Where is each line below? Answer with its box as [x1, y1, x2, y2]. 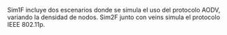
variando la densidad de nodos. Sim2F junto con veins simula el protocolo [7, 13, 221, 21]
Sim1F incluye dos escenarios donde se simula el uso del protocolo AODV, [7, 6, 221, 14]
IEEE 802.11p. [7, 21, 46, 28]
